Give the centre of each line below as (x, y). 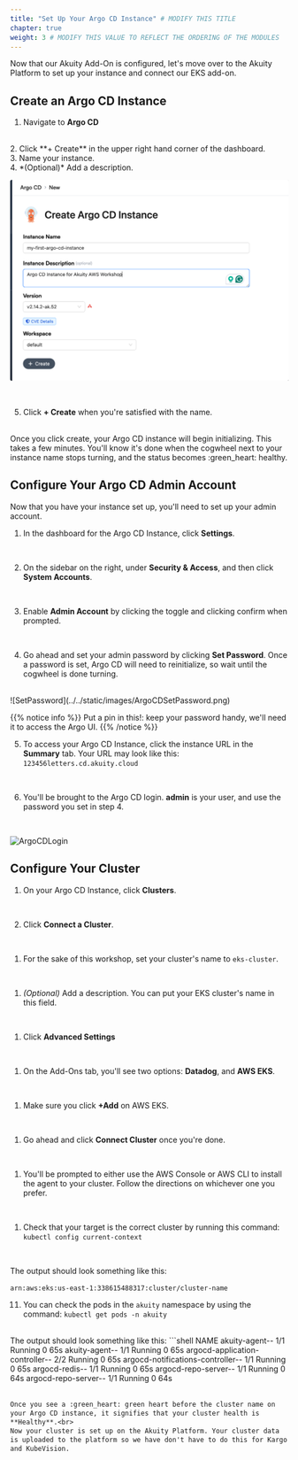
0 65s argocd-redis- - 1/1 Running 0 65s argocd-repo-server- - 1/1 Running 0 (148, 1369)
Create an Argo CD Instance (88, 100)
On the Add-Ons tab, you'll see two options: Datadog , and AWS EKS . (149, 1070)
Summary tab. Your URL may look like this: (101, 753)
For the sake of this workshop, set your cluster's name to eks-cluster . (151, 958)
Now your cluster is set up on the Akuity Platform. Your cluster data (145, 1431)
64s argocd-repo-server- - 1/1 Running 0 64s (92, 1378)
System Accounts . (57, 576)
